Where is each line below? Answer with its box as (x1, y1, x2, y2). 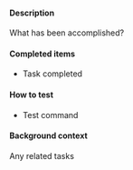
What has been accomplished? (9, 27, 125, 38)
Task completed (22, 68, 83, 79)
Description (9, 7, 55, 18)
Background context (9, 130, 88, 141)
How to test (9, 89, 54, 100)
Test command (22, 109, 79, 120)
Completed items (9, 48, 75, 59)
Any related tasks (9, 150, 75, 161)
